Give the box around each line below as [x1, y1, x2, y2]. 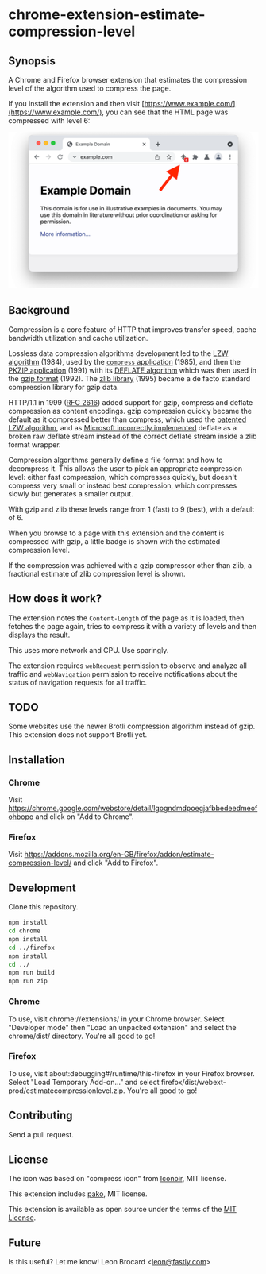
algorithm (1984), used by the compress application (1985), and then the [8, 357, 241, 366]
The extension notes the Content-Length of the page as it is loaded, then [8, 613, 245, 623]
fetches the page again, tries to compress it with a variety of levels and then [8, 621, 256, 631]
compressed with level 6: [8, 116, 91, 125]
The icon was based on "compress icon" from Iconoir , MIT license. [8, 1174, 226, 1183]
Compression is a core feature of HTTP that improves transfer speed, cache [8, 324, 256, 334]
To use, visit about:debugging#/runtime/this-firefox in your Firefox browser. [8, 1068, 256, 1078]
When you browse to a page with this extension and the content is [8, 528, 225, 538]
